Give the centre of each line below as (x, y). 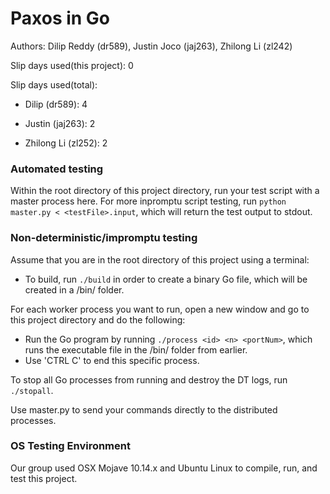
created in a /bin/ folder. (74, 289)
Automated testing (57, 169)
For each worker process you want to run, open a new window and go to (160, 309)
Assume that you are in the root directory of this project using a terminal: (160, 259)
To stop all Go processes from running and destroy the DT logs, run (149, 379)
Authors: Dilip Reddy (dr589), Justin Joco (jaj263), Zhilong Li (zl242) (151, 46)
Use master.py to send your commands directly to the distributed (144, 409)
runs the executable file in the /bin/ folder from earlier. (136, 349)
